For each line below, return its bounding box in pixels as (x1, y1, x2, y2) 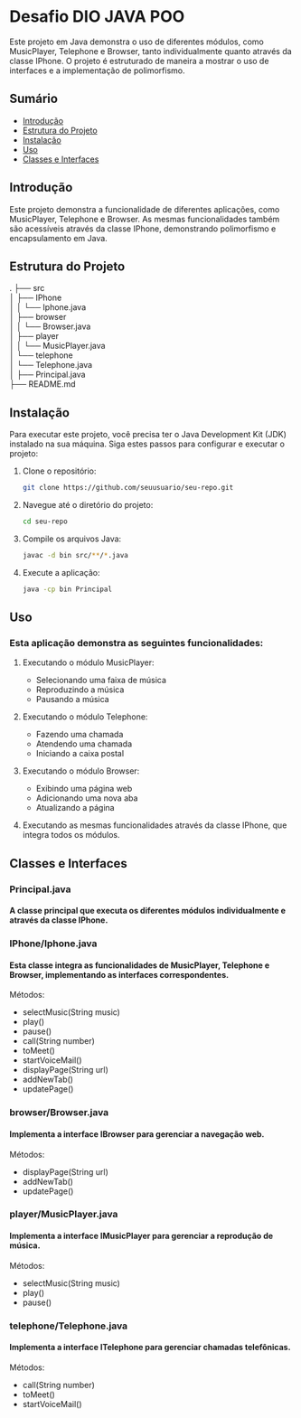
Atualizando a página (35, 803, 115, 813)
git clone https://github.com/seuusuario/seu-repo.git (22, 484, 234, 493)
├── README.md (9, 379, 76, 390)
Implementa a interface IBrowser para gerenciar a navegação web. (9, 1128, 265, 1140)
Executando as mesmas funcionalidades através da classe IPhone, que (22, 820, 287, 831)
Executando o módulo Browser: (22, 765, 140, 776)
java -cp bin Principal (22, 585, 113, 594)
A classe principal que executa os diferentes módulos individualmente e (9, 906, 287, 916)
